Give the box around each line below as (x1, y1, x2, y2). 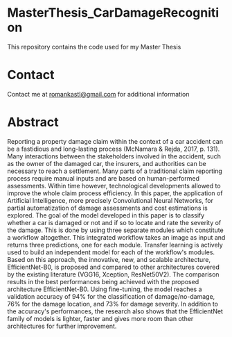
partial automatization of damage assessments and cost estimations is (7, 204, 208, 212)
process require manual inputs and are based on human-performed (7, 174, 199, 182)
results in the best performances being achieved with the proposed (7, 277, 199, 286)
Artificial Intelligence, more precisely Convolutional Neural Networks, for (7, 196, 213, 204)
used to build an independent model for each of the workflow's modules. (7, 248, 215, 256)
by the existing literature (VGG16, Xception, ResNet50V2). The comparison (7, 270, 220, 279)
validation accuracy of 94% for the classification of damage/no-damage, (7, 292, 215, 300)
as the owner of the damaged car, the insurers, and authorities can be (7, 159, 206, 167)
